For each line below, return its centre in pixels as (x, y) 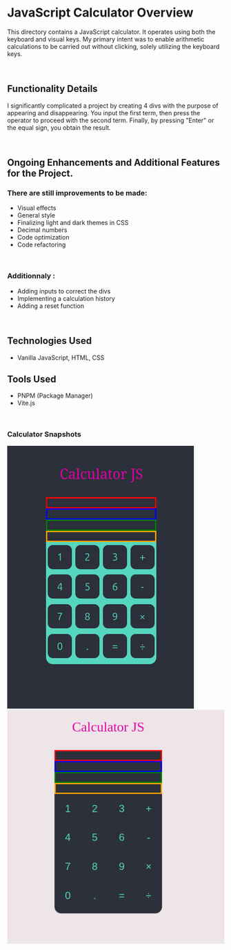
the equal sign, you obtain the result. (59, 127)
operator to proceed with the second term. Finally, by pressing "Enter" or (111, 120)
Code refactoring (41, 245)
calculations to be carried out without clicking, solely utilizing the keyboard (113, 46)
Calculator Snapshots (44, 434)
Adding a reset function (51, 306)
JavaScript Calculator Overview (100, 13)
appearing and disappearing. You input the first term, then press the (104, 113)
